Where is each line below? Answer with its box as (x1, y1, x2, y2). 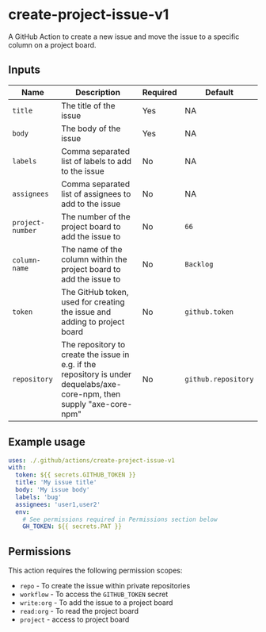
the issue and (60, 306, 112, 317)
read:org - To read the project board (19, 607, 139, 616)
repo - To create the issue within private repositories (19, 581, 191, 591)
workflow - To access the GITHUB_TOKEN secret (19, 589, 169, 599)
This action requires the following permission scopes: (8, 565, 183, 576)
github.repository (184, 374, 254, 384)
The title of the (60, 100, 116, 111)
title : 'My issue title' (15, 478, 97, 487)
